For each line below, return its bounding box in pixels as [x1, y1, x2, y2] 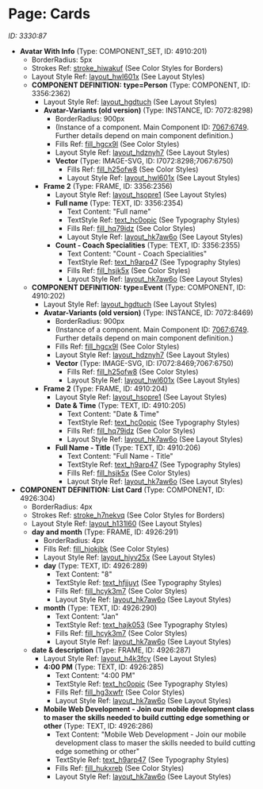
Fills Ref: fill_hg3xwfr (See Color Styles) [55, 687, 185, 697]
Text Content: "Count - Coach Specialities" [67, 248, 208, 258]
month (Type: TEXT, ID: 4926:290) [43, 602, 158, 612]
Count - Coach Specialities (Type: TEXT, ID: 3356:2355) [55, 240, 241, 250]
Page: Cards [8, 5, 91, 23]
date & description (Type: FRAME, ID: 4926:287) [31, 645, 192, 655]
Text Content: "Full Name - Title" [67, 451, 173, 460]
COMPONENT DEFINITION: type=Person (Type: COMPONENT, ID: [31, 80, 251, 90]
